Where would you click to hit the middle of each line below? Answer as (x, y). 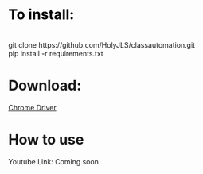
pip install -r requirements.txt (56, 53)
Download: (45, 86)
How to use (46, 140)
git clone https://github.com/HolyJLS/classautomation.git (102, 44)
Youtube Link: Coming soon (54, 161)
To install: (41, 15)
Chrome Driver (33, 107)
